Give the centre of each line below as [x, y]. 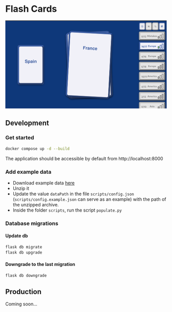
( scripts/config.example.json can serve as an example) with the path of [89, 199]
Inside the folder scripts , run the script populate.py [67, 210]
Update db [17, 236]
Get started [20, 137]
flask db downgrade [26, 276]
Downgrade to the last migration [40, 264]
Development [27, 123]
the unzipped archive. [36, 205]
